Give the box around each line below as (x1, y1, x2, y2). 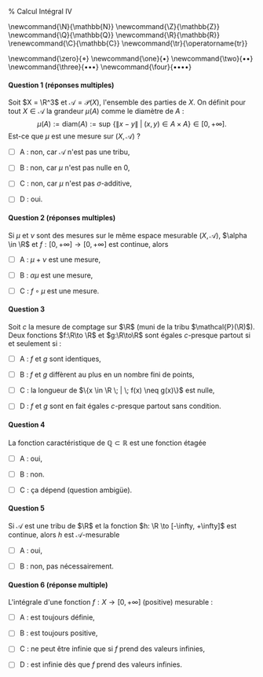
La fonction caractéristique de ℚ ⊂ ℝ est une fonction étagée (8, 438, 206, 447)
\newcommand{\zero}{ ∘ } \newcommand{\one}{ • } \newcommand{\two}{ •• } (8, 54, 254, 63)
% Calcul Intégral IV (8, 7, 72, 16)
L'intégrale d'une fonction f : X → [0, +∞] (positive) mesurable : (8, 598, 214, 607)
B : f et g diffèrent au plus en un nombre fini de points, (19, 370, 195, 380)
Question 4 (8, 420, 46, 429)
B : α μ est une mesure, (19, 270, 93, 280)
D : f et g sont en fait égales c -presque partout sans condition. (19, 401, 221, 411)
